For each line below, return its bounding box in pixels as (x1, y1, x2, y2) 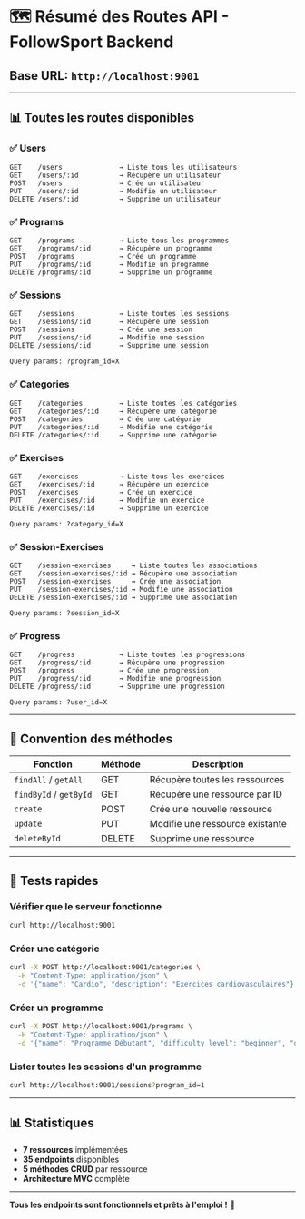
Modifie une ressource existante (149, 818, 288, 831)
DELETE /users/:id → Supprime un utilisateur (9, 194, 221, 203)
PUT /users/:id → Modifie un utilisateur (9, 186, 218, 195)
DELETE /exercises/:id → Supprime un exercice (9, 504, 209, 513)
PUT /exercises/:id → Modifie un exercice (9, 496, 205, 505)
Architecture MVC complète (22, 1173, 130, 1184)
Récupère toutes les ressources (149, 773, 285, 786)
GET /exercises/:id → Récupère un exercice (9, 479, 209, 489)
